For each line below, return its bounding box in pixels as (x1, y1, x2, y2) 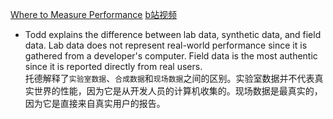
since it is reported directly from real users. (24, 61, 203, 72)
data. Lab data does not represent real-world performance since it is (24, 39, 308, 51)
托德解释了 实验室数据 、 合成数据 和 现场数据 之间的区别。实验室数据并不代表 (24, 73, 315, 84)
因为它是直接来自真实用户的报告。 (24, 98, 166, 109)
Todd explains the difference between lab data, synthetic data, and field (24, 29, 322, 40)
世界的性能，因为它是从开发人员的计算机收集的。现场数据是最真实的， (33, 85, 323, 97)
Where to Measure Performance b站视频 (10, 9, 178, 20)
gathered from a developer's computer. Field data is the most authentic (24, 50, 318, 62)
